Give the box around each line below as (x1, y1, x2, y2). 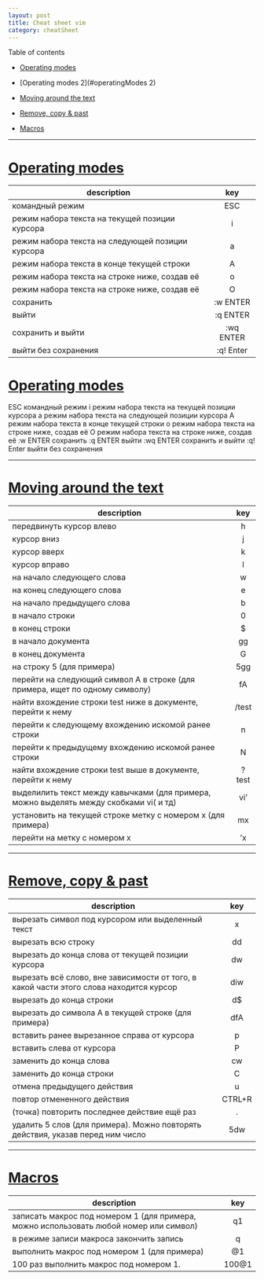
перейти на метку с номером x (12, 833, 131, 844)
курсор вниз (12, 534, 60, 545)
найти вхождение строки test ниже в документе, (12, 697, 199, 708)
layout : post (8, 11, 51, 20)
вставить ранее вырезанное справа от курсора (12, 1030, 195, 1041)
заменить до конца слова (12, 1055, 110, 1066)
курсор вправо (12, 559, 70, 570)
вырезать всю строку (12, 936, 95, 947)
